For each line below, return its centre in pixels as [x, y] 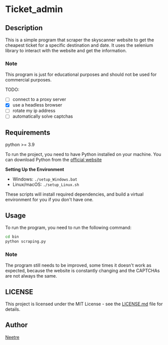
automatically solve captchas [43, 116]
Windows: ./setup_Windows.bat [45, 179]
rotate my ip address [34, 111]
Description [24, 28]
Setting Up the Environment [35, 169]
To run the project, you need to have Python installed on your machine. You [83, 154]
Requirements [28, 133]
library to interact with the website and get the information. [66, 51]
